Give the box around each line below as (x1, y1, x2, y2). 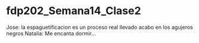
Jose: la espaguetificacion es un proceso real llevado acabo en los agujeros (6, 24, 193, 31)
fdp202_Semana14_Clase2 (6, 4, 142, 18)
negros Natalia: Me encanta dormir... (6, 29, 96, 37)
